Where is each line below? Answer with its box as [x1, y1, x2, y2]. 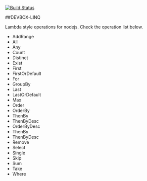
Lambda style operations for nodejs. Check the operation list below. [5, 24, 143, 30]
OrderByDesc [12, 123, 41, 129]
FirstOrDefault [12, 71, 42, 77]
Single [12, 150, 26, 156]
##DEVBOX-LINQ [5, 14, 41, 20]
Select [12, 145, 26, 150]
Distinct [12, 55, 28, 61]
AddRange [12, 34, 34, 39]
